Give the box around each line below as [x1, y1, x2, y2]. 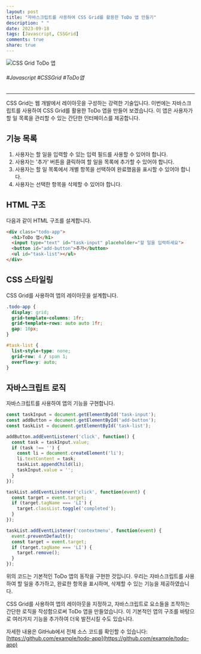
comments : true [6, 37, 44, 43]
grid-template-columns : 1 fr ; [11, 315, 84, 321]
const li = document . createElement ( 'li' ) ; [17, 450, 124, 456]
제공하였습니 [160, 580, 190, 588]
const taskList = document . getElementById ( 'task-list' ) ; [6, 423, 151, 429]
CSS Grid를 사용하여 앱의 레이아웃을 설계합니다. [6, 292, 118, 299]
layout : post [6, 8, 39, 15]
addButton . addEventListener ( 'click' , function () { [6, 434, 135, 440]
